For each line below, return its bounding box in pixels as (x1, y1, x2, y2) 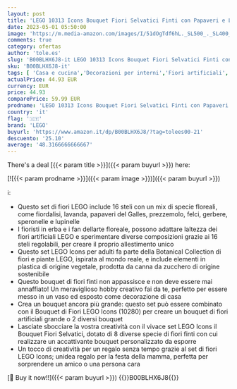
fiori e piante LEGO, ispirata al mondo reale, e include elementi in (17, 255, 206, 264)
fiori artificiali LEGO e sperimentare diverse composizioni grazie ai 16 (17, 233, 218, 241)
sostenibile (17, 270, 49, 278)
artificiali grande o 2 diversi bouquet (17, 315, 123, 323)
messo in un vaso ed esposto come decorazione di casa (17, 292, 182, 301)
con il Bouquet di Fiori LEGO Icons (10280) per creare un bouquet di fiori (17, 307, 229, 316)
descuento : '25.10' (7, 135, 65, 142)
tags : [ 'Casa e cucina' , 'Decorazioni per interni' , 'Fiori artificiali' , (7, 69, 229, 76)
